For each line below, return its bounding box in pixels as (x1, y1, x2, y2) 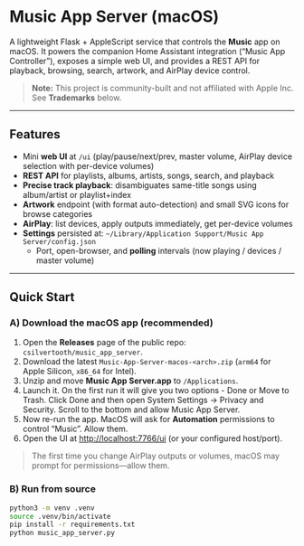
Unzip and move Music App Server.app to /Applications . (22, 375, 239, 386)
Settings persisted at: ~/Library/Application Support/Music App (22, 228, 264, 239)
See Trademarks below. (31, 92, 122, 103)
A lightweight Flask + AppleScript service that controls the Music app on (9, 36, 280, 47)
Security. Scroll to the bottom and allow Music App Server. (22, 404, 241, 415)
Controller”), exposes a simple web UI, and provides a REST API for (9, 55, 261, 66)
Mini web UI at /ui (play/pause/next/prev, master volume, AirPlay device (22, 151, 292, 162)
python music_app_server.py (9, 529, 116, 538)
